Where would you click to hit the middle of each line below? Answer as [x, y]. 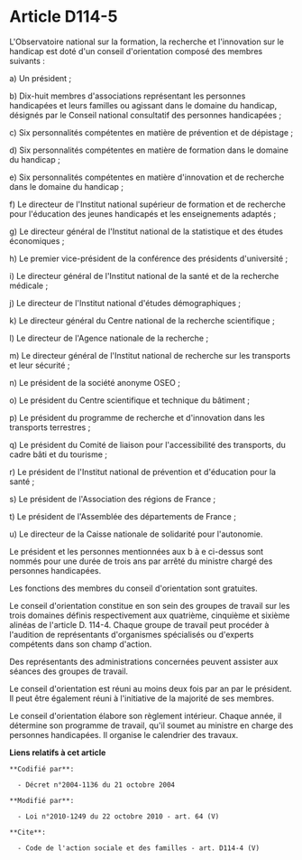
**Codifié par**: [42, 769]
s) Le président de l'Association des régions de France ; [113, 499]
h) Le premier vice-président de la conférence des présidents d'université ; [149, 258]
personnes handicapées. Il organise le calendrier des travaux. [124, 734]
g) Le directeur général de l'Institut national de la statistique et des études [146, 231]
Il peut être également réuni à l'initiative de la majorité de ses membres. [142, 698]
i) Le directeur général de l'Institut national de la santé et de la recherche [144, 276]
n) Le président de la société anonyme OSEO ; [95, 382]
